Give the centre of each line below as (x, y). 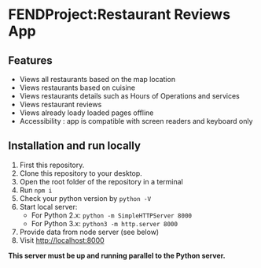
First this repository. (52, 165)
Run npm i (36, 190)
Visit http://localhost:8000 (62, 240)
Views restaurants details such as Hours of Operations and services (129, 96)
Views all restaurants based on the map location (97, 79)
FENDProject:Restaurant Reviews (119, 15)
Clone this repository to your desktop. (81, 173)
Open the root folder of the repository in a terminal (101, 181)
